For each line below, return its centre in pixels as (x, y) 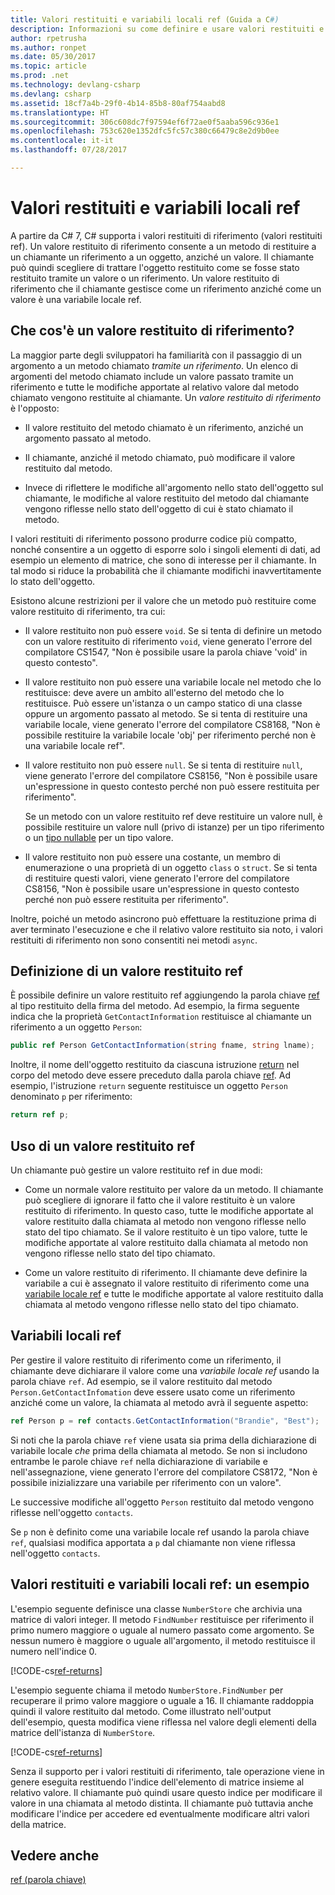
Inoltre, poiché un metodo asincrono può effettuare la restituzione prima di (163, 918)
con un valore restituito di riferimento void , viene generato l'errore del (168, 641)
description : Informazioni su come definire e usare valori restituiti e (167, 29)
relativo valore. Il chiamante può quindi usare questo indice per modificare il (166, 1792)
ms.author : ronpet (48, 47)
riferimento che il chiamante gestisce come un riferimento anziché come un (166, 288)
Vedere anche (55, 1855)
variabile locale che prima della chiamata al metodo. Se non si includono (159, 1450)
